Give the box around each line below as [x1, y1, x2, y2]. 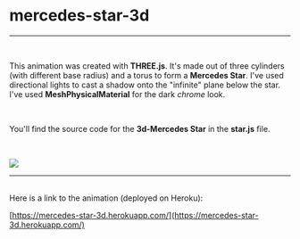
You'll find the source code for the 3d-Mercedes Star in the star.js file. [9, 123, 271, 134]
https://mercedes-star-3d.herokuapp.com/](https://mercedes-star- [12, 210, 259, 220]
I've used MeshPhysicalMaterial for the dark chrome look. [9, 88, 226, 99]
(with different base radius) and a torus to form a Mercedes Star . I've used [9, 70, 284, 80]
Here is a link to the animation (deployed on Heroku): [9, 193, 204, 203]
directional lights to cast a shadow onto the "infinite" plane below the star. [9, 79, 281, 90]
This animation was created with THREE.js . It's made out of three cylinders [9, 60, 285, 71]
